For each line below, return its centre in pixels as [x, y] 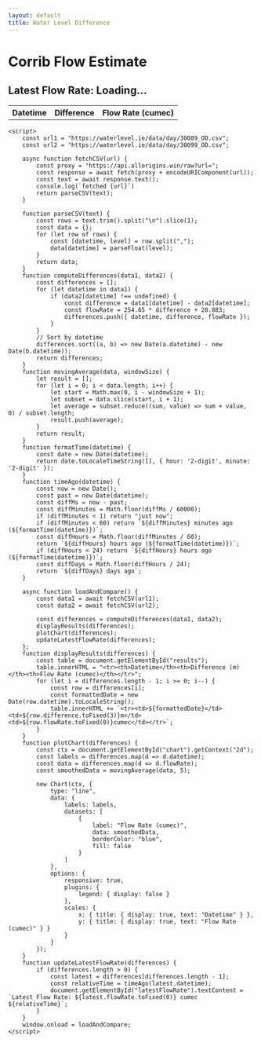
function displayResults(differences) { [89, 653]
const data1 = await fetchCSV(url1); [98, 598]
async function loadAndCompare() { [80, 591]
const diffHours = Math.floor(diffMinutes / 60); [119, 536]
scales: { [80, 908]
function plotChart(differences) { [80, 743]
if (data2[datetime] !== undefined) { [113, 296]
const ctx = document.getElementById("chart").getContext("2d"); [145, 750]
